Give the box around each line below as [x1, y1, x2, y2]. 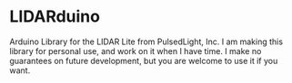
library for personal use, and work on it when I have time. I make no [9, 45, 262, 56]
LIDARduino [9, 6, 100, 27]
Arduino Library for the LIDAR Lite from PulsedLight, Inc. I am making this [9, 36, 284, 47]
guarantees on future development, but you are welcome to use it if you [9, 55, 278, 66]
